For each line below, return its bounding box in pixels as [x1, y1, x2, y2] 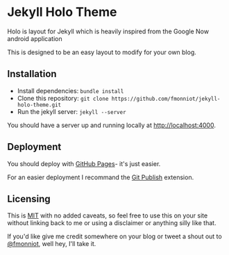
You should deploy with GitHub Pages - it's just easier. [7, 159, 161, 167]
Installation [7, 68, 57, 80]
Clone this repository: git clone [17, 94, 109, 102]
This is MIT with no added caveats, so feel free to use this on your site [7, 211, 208, 220]
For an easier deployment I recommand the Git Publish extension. [7, 173, 194, 181]
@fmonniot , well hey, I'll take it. [7, 240, 96, 248]
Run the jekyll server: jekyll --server [17, 107, 126, 115]
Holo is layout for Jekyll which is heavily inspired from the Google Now [7, 27, 210, 35]
